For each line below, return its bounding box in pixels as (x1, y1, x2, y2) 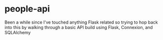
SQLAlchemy (4, 29, 31, 35)
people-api (4, 3, 50, 14)
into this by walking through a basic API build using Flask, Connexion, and (4, 24, 153, 30)
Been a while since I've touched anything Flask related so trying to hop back (4, 19, 158, 25)
